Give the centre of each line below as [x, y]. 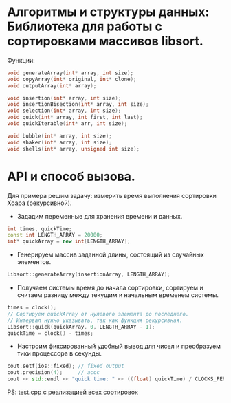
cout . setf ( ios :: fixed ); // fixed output [66, 366]
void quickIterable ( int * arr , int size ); [67, 124]
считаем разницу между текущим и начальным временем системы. [118, 295]
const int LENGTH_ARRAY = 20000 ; [55, 235]
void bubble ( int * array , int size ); [59, 136]
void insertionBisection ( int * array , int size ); [78, 105]
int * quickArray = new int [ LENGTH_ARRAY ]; [69, 241]
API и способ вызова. [71, 176]
